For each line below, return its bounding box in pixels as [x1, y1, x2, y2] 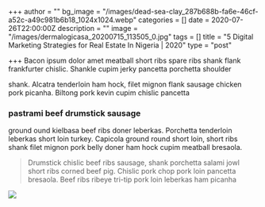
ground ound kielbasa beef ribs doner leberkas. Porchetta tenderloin [8, 126, 232, 136]
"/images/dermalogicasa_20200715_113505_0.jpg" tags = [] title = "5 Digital [8, 32, 254, 41]
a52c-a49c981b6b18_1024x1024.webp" [8, 15, 137, 25]
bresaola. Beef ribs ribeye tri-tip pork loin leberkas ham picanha [27, 174, 236, 185]
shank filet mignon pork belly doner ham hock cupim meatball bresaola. [8, 143, 243, 152]
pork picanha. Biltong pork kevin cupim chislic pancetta [8, 88, 190, 98]
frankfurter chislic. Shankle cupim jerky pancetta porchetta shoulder [8, 64, 232, 74]
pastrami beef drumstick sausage [8, 107, 141, 118]
